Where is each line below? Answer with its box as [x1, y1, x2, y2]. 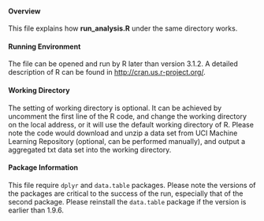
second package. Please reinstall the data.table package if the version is [8, 197, 247, 206]
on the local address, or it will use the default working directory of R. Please [8, 120, 255, 129]
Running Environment [8, 42, 81, 51]
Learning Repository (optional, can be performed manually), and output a [8, 136, 246, 145]
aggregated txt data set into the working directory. [8, 145, 172, 154]
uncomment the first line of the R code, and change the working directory [8, 111, 247, 121]
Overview [8, 6, 41, 16]
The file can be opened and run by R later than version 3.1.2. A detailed [8, 59, 239, 68]
